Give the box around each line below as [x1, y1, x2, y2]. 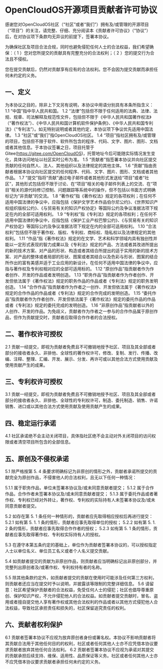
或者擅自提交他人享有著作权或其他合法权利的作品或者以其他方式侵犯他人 [9, 599, 154, 605]
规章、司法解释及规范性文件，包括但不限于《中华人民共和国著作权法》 [13, 114, 152, 120]
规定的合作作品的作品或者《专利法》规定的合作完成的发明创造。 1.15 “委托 [5, 290, 152, 296]
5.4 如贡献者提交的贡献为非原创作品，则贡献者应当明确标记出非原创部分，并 [5, 558, 157, 564]
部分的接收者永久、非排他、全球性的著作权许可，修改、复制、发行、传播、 [5, 350, 154, 356]
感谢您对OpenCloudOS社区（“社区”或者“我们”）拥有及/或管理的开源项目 [5, 21, 149, 27]
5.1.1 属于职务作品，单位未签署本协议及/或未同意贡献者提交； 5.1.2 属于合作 [5, 485, 154, 491]
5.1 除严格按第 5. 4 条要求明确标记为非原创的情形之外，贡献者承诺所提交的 [5, 468, 153, 474]
